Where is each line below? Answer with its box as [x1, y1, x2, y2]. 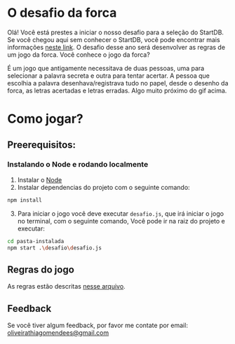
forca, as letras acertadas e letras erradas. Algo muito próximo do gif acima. [7, 86, 227, 95]
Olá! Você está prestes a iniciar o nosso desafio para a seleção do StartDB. [7, 28, 224, 36]
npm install [7, 196, 42, 204]
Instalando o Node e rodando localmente [7, 160, 149, 170]
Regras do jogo [7, 263, 75, 275]
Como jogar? [7, 111, 84, 127]
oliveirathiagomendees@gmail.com [7, 329, 109, 337]
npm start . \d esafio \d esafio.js [7, 244, 102, 252]
